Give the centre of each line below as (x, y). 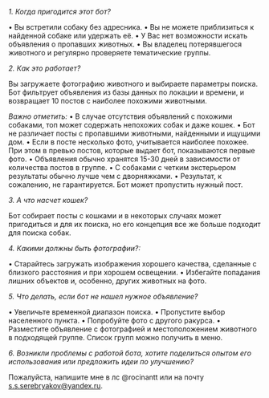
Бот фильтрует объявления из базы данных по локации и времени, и (126, 92)
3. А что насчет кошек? (48, 200)
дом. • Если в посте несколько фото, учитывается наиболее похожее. (128, 142)
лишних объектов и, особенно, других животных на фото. (108, 281)
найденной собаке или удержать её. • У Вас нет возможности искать (128, 36)
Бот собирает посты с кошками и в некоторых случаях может (115, 215)
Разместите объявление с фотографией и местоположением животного (132, 329)
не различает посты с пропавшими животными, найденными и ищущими (134, 133)
